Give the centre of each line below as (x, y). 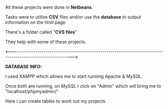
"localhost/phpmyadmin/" (32, 91)
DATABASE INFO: (24, 67)
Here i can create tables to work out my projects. (56, 101)
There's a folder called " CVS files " (41, 32)
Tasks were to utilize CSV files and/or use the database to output (73, 17)
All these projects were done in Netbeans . (49, 7)
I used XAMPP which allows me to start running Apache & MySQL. (74, 76)
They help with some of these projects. (46, 42)
